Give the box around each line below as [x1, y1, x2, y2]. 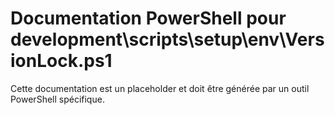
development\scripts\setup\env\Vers [10, 28, 325, 51]
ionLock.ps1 [10, 50, 113, 72]
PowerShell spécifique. [10, 93, 105, 105]
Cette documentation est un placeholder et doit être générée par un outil [10, 82, 310, 94]
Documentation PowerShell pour [10, 7, 287, 30]
